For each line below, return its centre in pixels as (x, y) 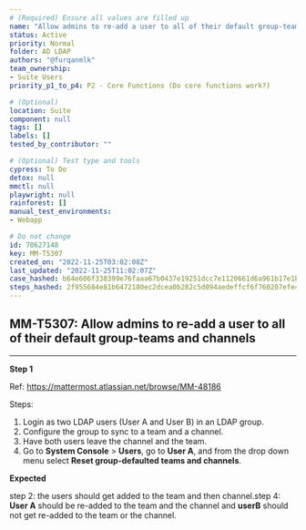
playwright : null (42, 195)
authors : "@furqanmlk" (52, 60)
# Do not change (40, 237)
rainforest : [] (38, 203)
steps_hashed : (36, 288)
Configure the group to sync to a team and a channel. (123, 431)
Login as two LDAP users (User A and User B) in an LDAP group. (143, 422)
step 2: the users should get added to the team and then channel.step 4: (145, 495)
